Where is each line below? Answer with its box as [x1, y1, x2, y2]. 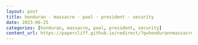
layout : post [6, 8, 38, 15]
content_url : [6, 30, 38, 36]
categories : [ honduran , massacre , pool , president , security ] [6, 25, 162, 31]
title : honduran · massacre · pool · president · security [6, 14, 154, 20]
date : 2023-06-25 [6, 19, 49, 25]
